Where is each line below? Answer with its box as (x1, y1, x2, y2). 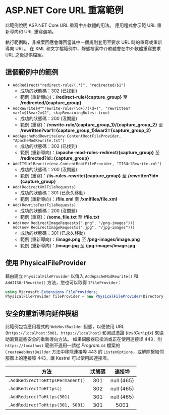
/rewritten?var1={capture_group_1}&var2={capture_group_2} (20, 127, 151, 133)
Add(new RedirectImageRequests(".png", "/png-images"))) (12, 220, 135, 226)
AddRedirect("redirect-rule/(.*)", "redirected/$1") (12, 83, 126, 88)
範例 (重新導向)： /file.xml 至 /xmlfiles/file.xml (20, 196, 118, 202)
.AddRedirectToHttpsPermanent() (8, 378, 86, 383)
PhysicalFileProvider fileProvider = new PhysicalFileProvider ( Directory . (5, 294, 166, 299)
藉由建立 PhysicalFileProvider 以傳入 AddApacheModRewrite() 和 (5, 273, 139, 279)
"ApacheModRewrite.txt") (12, 138, 65, 143)
